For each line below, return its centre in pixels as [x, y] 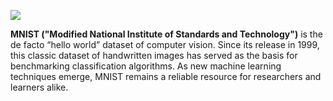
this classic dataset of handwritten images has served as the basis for [154, 55]
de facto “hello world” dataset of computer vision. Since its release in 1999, [165, 44]
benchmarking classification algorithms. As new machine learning [146, 66]
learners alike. [39, 87]
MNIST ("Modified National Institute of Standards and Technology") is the [166, 34]
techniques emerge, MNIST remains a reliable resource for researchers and [166, 76]
